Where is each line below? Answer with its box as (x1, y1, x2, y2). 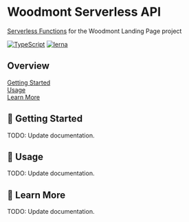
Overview (7, 60, 50, 72)
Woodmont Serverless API (7, 4, 162, 20)
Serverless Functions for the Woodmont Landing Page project (7, 27, 182, 35)
